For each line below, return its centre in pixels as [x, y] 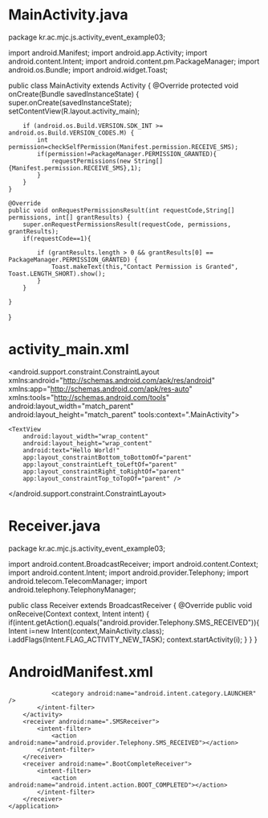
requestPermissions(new [91, 161]
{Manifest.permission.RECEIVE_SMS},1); [75, 168]
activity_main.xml [69, 350]
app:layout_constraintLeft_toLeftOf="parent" [100, 465]
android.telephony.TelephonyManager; [72, 589]
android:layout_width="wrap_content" [86, 436]
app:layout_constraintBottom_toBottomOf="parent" [108, 457]
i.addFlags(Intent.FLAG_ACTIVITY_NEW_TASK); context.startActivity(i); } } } [133, 639]
